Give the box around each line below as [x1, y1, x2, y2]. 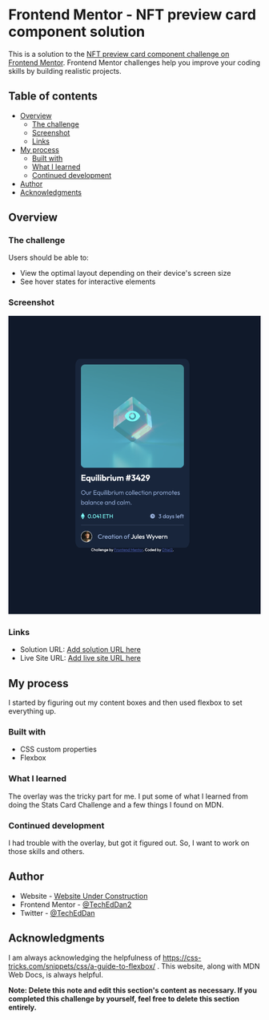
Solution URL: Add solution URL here [19, 645, 142, 654]
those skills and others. [8, 847, 86, 856]
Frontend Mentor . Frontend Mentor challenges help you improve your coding [8, 58, 261, 67]
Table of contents [8, 90, 98, 103]
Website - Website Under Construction [19, 891, 148, 901]
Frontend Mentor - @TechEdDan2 [19, 900, 132, 909]
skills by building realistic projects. [8, 66, 122, 75]
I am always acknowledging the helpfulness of [8, 953, 162, 962]
